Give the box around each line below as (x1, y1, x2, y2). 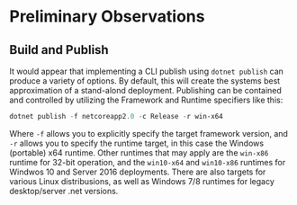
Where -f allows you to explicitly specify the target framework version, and (9, 128, 288, 138)
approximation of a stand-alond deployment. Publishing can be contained (9, 85, 282, 95)
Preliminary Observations (9, 6, 205, 27)
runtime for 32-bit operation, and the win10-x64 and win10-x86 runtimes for (9, 156, 286, 167)
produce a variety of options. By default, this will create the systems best (9, 76, 281, 86)
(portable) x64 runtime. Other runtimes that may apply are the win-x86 (9, 147, 269, 158)
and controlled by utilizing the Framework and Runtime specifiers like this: (9, 94, 283, 105)
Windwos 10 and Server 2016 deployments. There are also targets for (9, 166, 266, 177)
